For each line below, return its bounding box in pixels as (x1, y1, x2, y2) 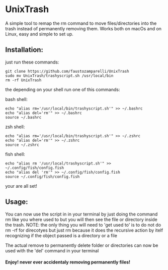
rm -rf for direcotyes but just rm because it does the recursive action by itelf (5, 227, 163, 233)
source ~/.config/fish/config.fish (5, 174, 80, 179)
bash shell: (5, 96, 28, 102)
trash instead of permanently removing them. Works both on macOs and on (5, 25, 162, 31)
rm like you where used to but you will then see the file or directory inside (5, 216, 157, 223)
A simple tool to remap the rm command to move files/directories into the (5, 20, 157, 26)
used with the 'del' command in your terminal (5, 247, 99, 253)
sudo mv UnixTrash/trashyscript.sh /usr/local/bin (5, 73, 114, 78)
